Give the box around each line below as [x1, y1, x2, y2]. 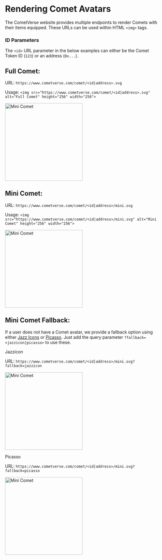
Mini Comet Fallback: [5, 316, 70, 325]
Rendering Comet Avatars [5, 3, 111, 15]
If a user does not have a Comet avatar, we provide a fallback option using [5, 329, 153, 335]
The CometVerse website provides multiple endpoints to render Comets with [5, 19, 158, 25]
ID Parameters [5, 36, 40, 43]
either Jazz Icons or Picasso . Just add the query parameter [5, 334, 123, 340]
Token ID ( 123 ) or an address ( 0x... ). [5, 53, 79, 59]
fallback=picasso [5, 468, 40, 473]
